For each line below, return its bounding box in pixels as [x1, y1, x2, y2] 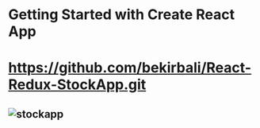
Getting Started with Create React [8, 6, 235, 24]
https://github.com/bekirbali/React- [8, 59, 252, 77]
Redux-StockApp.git [8, 76, 147, 94]
